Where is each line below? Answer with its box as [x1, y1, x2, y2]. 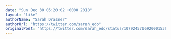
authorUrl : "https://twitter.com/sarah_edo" [5, 21, 101, 27]
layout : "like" [5, 12, 38, 17]
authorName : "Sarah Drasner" [5, 17, 67, 22]
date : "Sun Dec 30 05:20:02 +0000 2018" [5, 7, 93, 13]
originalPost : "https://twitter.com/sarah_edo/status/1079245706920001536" [5, 26, 169, 31]
